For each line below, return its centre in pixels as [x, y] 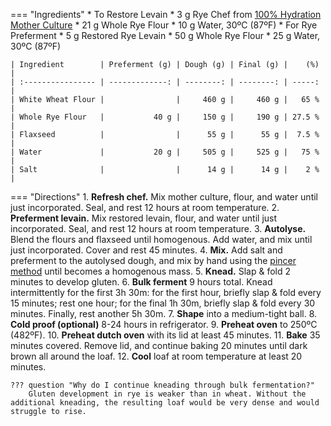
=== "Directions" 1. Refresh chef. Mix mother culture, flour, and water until [164, 197]
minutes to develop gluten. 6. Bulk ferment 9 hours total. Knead [141, 282]
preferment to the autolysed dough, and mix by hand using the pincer [153, 260]
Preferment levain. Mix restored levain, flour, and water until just [144, 218]
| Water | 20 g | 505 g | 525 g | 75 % [165, 152]
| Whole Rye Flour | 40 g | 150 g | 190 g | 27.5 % [165, 117]
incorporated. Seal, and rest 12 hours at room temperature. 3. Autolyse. [158, 228]
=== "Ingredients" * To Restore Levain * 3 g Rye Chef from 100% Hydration [166, 14]
